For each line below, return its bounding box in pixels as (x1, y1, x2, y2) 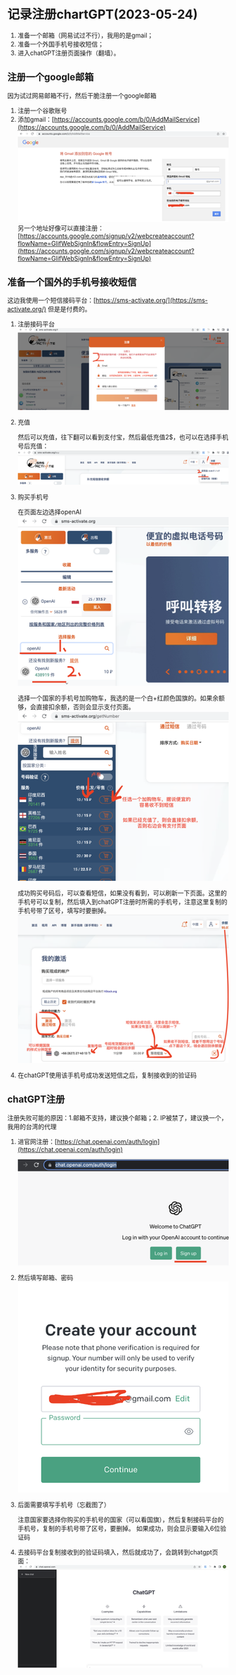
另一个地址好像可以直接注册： (17, 223, 104, 232)
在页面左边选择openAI (17, 508, 82, 516)
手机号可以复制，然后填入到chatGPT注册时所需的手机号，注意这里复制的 (17, 898, 228, 906)
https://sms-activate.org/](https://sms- (96, 296, 209, 305)
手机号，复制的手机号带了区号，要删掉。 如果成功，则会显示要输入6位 (17, 1524, 221, 1532)
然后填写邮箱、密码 (17, 1273, 74, 1281)
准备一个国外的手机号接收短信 (7, 276, 137, 288)
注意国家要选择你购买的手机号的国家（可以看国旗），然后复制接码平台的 (17, 1515, 224, 1524)
